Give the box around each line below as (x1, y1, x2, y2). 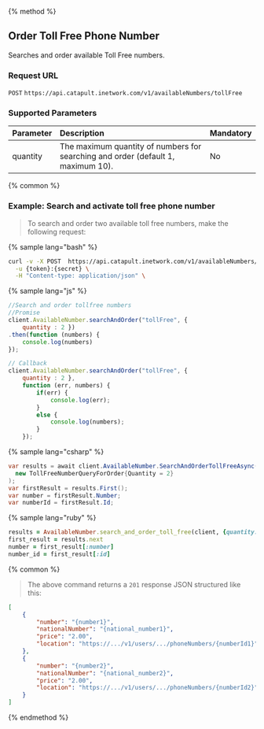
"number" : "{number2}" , (36, 661, 114, 670)
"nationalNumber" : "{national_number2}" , (36, 669, 174, 677)
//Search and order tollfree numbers (8, 302, 132, 309)
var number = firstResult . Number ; (8, 491, 122, 499)
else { (36, 411, 58, 419)
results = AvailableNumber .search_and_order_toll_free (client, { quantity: (8, 528, 258, 536)
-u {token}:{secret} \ (15, 265, 90, 272)
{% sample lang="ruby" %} (8, 513, 97, 523)
